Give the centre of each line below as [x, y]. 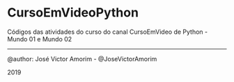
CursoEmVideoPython [73, 13]
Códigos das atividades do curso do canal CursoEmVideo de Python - [108, 32]
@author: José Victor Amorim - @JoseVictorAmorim [82, 59]
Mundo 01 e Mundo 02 [40, 39]
